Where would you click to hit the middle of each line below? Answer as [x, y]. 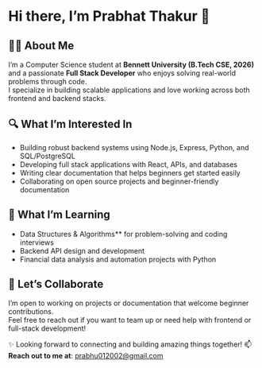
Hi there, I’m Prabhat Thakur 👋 [109, 16]
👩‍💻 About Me [41, 46]
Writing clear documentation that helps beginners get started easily [130, 172]
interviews [37, 242]
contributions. [31, 312]
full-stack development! [47, 328]
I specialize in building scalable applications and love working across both [129, 90]
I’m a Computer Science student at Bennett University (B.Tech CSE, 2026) [131, 64]
